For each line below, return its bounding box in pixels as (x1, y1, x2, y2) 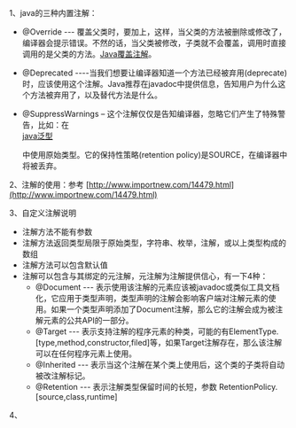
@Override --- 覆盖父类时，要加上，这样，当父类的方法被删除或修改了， (21, 27, 286, 37)
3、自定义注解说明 (9, 207, 77, 218)
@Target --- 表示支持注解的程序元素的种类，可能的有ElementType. (35, 326, 279, 337)
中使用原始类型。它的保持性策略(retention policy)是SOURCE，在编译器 (21, 150, 280, 160)
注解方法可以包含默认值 (21, 260, 108, 270)
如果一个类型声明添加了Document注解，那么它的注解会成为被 (51, 304, 276, 315)
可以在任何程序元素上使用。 (35, 348, 137, 359)
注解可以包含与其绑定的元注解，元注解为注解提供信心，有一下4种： (21, 271, 269, 281)
